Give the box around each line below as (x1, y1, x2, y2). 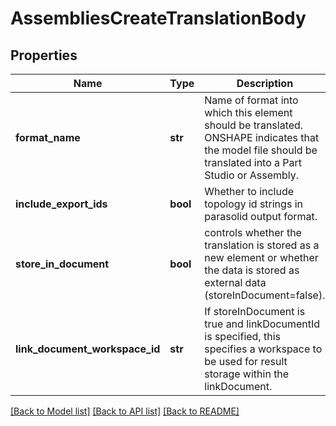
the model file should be (204, 143, 318, 157)
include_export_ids (15, 197, 108, 211)
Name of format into (204, 93, 299, 107)
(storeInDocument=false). (204, 288, 326, 302)
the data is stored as (204, 263, 300, 277)
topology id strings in (204, 197, 303, 211)
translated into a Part (204, 156, 303, 169)
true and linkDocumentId (204, 317, 321, 331)
